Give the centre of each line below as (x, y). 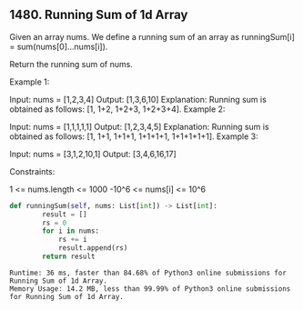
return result (69, 257)
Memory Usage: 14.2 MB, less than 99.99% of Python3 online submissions (150, 289)
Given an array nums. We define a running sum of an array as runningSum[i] (152, 36)
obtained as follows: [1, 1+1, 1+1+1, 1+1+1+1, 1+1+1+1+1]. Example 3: (134, 136)
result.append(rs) (93, 248)
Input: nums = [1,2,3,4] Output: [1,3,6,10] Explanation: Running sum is (138, 99)
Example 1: (30, 82)
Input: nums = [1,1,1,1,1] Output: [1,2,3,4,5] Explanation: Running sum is (140, 126)
